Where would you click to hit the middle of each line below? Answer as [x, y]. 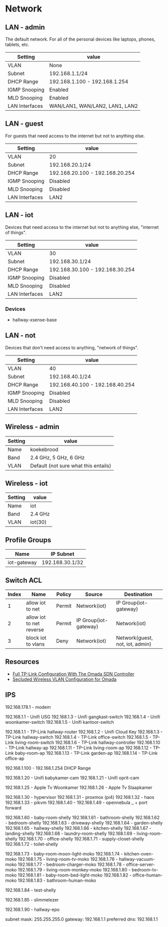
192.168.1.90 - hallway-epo [32, 909]
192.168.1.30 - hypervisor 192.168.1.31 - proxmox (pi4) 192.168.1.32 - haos [80, 797]
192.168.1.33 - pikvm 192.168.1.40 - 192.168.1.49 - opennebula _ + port [76, 802]
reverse [35, 630]
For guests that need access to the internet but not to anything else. [75, 136]
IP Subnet [62, 554]
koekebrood [44, 449]
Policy [64, 594]
